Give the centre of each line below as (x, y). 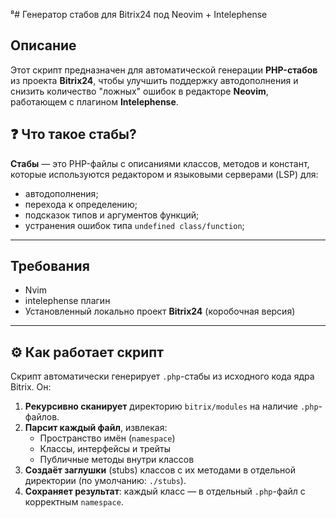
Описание (43, 45)
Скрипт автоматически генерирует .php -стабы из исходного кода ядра (162, 376)
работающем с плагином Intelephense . (94, 101)
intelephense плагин (67, 301)
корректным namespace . (74, 502)
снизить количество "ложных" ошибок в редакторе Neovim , (139, 91)
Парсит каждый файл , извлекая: (96, 428)
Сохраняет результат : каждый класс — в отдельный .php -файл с (165, 491)
